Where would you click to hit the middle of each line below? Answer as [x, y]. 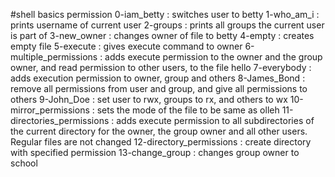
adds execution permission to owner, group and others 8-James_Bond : [158, 78]
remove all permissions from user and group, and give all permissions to [159, 88]
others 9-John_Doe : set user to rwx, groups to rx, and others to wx [149, 99]
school [24, 163]
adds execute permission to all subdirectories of [215, 120]
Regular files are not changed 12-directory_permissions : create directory [161, 142]
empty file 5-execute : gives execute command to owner [126, 46]
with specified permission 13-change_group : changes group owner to [155, 152]
